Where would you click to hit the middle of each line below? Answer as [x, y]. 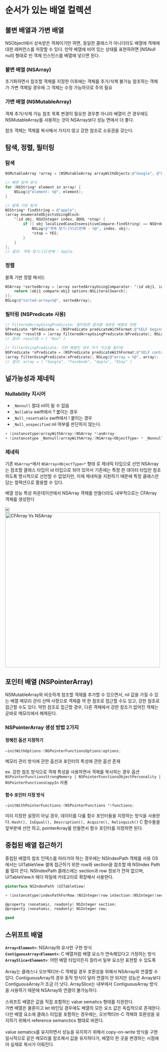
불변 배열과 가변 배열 [35, 30]
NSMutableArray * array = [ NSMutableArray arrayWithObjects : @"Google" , [80, 174]
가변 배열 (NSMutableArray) [38, 102]
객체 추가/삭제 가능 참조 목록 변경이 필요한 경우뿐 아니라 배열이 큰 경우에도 [77, 114]
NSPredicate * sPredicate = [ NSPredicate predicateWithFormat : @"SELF [78, 352]
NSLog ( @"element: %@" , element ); [49, 192]
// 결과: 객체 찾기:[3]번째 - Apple [39, 252]
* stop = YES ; [45, 233]
